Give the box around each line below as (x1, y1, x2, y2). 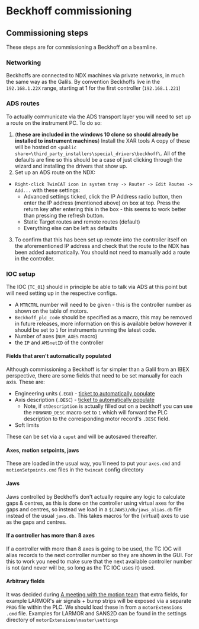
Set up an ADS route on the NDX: (14, 168, 96, 176)
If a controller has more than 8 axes (6, 532, 95, 539)
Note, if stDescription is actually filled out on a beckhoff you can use (23, 402, 193, 410)
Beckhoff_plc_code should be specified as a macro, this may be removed (14, 313, 192, 320)
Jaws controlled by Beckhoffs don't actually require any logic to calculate (6, 493, 185, 500)
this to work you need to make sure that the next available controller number (6, 558, 192, 565)
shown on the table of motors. (14, 307, 89, 314)
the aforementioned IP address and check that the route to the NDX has (14, 242, 190, 249)
